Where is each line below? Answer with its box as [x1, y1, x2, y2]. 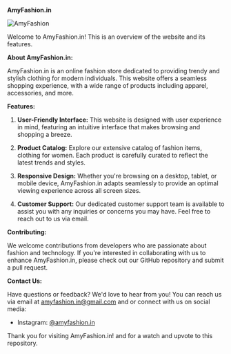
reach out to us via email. [17, 214, 89, 223]
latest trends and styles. [17, 158, 86, 167]
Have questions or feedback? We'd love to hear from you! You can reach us [7, 290, 222, 298]
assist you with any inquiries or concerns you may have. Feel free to [17, 207, 211, 215]
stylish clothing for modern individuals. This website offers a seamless [7, 74, 208, 82]
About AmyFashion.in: [7, 53, 74, 62]
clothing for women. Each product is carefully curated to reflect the [17, 151, 208, 159]
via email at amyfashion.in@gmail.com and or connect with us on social [7, 297, 210, 306]
